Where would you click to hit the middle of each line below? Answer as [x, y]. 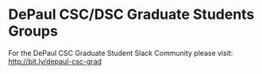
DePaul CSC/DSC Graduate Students [131, 15]
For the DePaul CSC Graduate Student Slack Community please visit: [121, 53]
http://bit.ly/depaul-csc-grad [55, 61]
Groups [33, 31]
